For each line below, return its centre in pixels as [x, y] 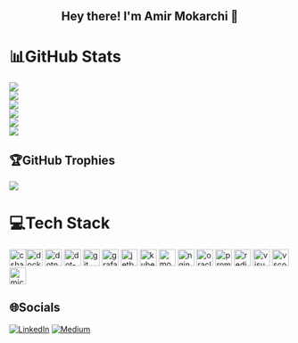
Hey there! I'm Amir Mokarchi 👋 [150, 16]
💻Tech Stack [60, 223]
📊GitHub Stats [66, 57]
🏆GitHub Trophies [62, 160]
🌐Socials [35, 308]
